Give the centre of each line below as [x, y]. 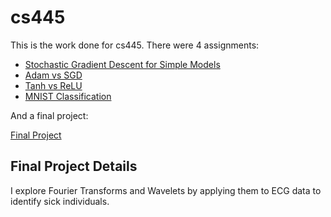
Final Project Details [74, 166]
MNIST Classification [68, 96]
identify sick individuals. [60, 201]
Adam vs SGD [53, 75]
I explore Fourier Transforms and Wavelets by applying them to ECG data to [166, 190]
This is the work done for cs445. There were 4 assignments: [135, 45]
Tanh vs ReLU [53, 85]
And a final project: [49, 115]
